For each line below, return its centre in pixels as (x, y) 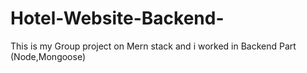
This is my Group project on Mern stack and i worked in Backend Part (153, 46)
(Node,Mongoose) (48, 56)
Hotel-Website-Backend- (117, 18)
